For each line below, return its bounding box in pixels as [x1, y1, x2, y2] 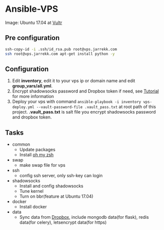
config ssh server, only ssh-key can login [19, 173, 103, 179]
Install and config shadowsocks [19, 183, 84, 189]
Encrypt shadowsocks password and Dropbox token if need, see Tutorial [12, 88, 159, 94]
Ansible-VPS [5, 3, 58, 15]
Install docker [19, 204, 47, 210]
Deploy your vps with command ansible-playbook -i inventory [12, 99, 141, 105]
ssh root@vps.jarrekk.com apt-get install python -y [5, 51, 115, 56]
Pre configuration [5, 34, 60, 42]
